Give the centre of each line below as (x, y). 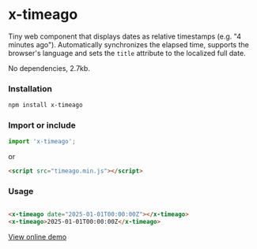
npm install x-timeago (45, 105)
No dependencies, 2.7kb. (49, 68)
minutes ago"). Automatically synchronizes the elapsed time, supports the (128, 44)
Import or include (42, 125)
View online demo (38, 237)
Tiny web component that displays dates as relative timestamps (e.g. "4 (125, 36)
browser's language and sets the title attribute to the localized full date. (127, 53)
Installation (30, 88)
